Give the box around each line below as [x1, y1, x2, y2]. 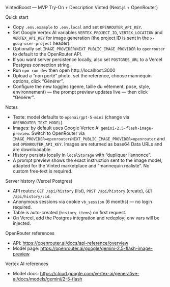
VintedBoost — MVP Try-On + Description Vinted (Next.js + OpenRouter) [5, 5, 158, 10]
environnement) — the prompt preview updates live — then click [12, 89, 148, 95]
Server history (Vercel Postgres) [5, 178, 73, 184]
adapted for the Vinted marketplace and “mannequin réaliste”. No [12, 163, 150, 168]
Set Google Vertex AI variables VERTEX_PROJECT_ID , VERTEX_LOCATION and [12, 30, 163, 35]
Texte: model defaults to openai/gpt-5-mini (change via [12, 114, 130, 120]
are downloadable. [12, 147, 52, 152]
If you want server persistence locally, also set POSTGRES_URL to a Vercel [12, 56, 163, 63]
